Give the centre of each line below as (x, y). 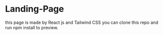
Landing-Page (35, 9)
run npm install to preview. (32, 27)
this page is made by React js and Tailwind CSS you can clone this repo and (82, 22)
